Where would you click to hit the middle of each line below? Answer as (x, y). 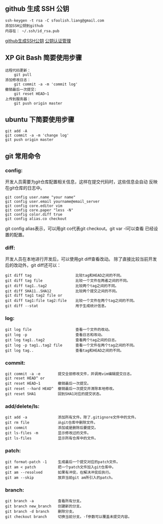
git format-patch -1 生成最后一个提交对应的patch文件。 (63, 462)
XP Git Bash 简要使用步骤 (44, 58)
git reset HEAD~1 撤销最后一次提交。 (48, 384)
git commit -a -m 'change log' (37, 135)
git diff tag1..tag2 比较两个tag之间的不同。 (62, 286)
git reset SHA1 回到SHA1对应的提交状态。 (54, 394)
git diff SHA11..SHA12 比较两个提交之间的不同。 (62, 291)
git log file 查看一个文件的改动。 (58, 329)
